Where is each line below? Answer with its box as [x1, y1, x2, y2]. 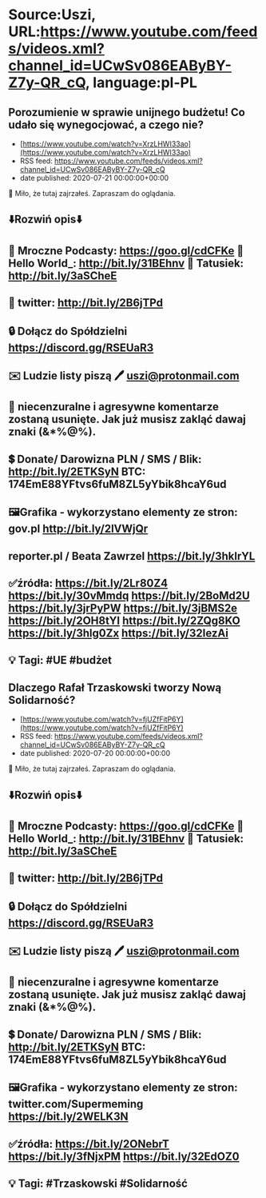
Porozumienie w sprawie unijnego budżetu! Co [8, 106, 245, 119]
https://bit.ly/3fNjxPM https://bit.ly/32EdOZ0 [8, 1149, 240, 1163]
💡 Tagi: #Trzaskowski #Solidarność [8, 1177, 188, 1191]
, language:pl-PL [85, 74, 198, 92]
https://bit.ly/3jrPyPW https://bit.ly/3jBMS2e [8, 601, 238, 615]
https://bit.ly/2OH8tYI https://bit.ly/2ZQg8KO [8, 613, 241, 627]
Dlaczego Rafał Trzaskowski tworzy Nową [8, 681, 222, 694]
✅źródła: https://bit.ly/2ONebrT [8, 1137, 170, 1151]
